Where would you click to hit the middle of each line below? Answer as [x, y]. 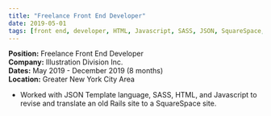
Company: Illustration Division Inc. [66, 62]
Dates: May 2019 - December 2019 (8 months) [86, 71]
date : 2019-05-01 [38, 23]
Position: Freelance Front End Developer [76, 54]
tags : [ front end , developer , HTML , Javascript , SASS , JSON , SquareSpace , [137, 31]
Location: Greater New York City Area [72, 79]
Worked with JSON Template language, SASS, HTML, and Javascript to [138, 95]
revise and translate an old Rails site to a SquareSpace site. [118, 104]
